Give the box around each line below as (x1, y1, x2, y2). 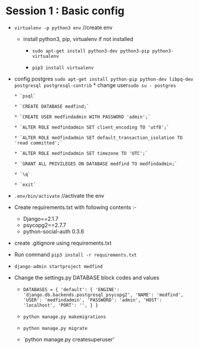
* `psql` (14, 93, 36, 99)
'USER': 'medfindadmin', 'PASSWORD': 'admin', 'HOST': (23, 297, 162, 303)
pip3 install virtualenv (32, 64, 94, 71)
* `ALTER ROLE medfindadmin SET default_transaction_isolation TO (14, 135, 183, 141)
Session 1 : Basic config (5, 4, 125, 18)
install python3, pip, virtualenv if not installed (23, 35, 133, 42)
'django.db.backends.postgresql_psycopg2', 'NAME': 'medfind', (23, 292, 184, 298)
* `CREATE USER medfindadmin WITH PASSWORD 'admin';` (14, 114, 151, 120)
